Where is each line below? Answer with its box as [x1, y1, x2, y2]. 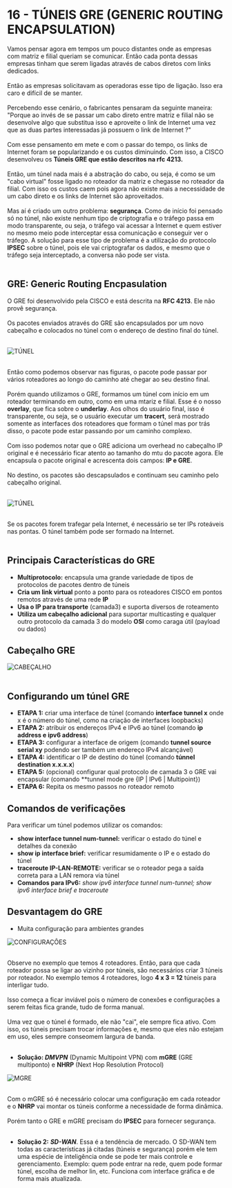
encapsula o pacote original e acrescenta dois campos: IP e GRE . [7, 456, 193, 464]
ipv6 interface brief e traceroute [17, 886, 109, 894]
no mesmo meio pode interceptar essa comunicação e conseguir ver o [7, 229, 209, 237]
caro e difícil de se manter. [7, 89, 83, 97]
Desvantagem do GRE [7, 906, 103, 918]
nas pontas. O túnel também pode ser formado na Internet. [7, 527, 175, 535]
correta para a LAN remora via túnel [17, 871, 119, 880]
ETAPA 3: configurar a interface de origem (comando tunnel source [17, 738, 212, 746]
